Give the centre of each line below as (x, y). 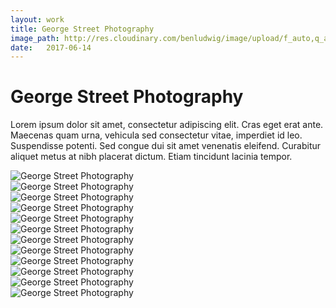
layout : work (37, 19)
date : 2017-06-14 (51, 47)
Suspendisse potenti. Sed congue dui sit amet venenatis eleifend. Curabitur (166, 146)
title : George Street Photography (82, 29)
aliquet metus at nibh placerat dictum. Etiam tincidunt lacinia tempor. (151, 157)
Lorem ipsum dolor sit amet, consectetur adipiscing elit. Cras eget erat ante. (167, 125)
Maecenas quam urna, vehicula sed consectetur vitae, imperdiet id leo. (156, 135)
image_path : (35, 38)
